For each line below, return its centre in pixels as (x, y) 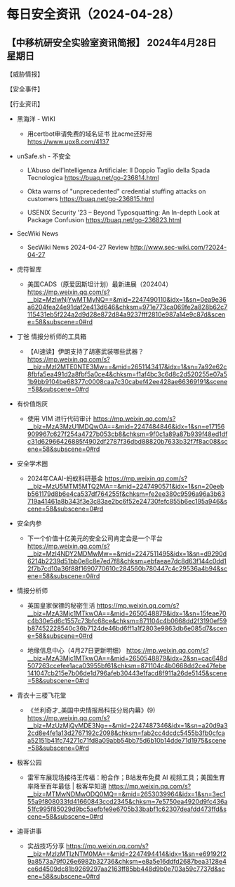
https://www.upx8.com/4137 (68, 142)
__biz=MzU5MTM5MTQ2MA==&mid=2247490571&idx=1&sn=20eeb (126, 486)
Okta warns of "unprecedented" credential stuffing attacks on (116, 191)
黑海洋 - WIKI (36, 119)
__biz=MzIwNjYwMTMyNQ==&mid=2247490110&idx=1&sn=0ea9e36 (127, 299)
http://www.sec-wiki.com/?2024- (179, 247)
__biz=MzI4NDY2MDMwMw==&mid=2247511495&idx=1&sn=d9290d (127, 554)
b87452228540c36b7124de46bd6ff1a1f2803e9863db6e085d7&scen (127, 628)
